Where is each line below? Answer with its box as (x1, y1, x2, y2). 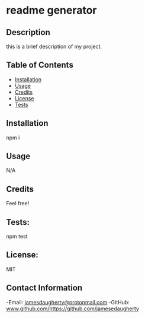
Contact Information (6, 283, 83, 293)
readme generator (6, 4, 97, 17)
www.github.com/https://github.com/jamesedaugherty (6, 305, 139, 312)
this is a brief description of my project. (6, 43, 102, 50)
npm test (6, 233, 28, 240)
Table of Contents (6, 60, 74, 70)
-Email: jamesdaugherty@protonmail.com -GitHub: (6, 298, 130, 306)
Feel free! (6, 200, 30, 207)
